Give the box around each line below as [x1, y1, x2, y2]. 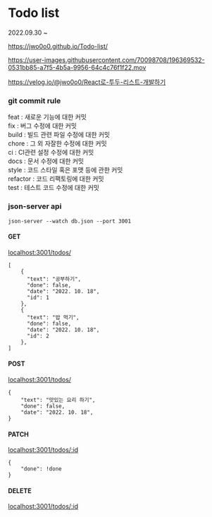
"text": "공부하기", [26, 275, 82, 283]
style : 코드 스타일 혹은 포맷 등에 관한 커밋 [8, 166, 123, 174]
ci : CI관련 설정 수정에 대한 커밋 [8, 148, 94, 157]
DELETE [8, 486, 32, 495]
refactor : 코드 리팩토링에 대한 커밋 [8, 174, 104, 183]
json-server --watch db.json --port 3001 [8, 218, 132, 225]
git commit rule [8, 95, 61, 105]
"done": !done [20, 465, 62, 473]
